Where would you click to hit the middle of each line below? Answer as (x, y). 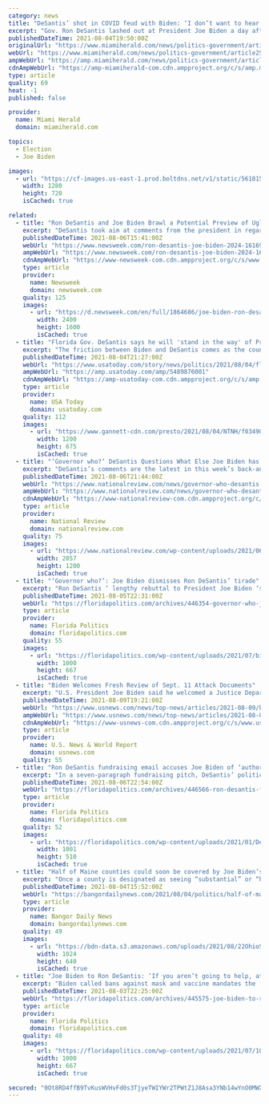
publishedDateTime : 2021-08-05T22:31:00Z (92, 596)
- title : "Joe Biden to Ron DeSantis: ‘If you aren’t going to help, (134, 976)
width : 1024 (57, 954)
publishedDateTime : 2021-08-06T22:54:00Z (92, 782)
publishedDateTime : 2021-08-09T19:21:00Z (92, 700)
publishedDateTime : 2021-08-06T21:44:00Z (92, 477)
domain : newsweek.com (66, 290)
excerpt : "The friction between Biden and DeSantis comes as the (134, 350)
